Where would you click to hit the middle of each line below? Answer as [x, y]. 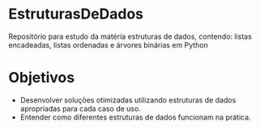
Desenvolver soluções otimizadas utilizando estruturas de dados [128, 100]
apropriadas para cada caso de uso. [81, 108]
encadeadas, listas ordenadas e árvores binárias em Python [108, 44]
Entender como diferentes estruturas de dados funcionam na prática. [135, 117]
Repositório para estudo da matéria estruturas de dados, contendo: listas [130, 36]
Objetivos [42, 78]
